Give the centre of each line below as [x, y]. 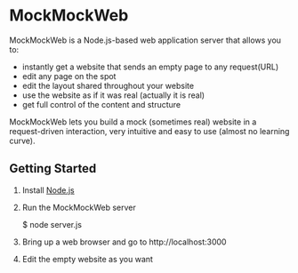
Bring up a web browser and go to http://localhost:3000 [124, 242]
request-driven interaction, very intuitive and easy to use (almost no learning [149, 131]
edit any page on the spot [69, 76]
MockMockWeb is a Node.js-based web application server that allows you [145, 40]
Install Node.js [48, 190]
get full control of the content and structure [101, 104]
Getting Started [53, 169]
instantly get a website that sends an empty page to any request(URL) [150, 67]
